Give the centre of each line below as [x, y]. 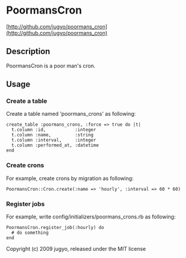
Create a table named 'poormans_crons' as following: [71, 114]
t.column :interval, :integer [54, 140]
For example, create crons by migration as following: [70, 178]
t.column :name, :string [53, 135]
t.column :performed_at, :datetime [55, 145]
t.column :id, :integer [54, 130]
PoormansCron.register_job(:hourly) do [55, 228]
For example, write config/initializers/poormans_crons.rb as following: [91, 217]
